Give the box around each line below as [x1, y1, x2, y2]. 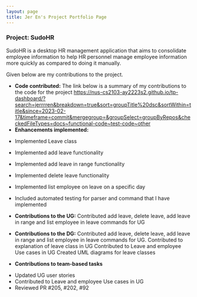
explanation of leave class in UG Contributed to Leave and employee [14, 242, 182, 249]
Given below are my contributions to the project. [6, 71, 124, 78]
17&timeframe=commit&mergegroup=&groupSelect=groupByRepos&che [14, 113, 191, 121]
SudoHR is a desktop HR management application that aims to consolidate [6, 47, 187, 54]
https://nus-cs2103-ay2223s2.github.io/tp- [73, 88, 179, 95]
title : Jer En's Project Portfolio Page [6, 14, 107, 20]
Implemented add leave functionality [14, 148, 104, 156]
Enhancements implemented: [14, 126, 89, 133]
